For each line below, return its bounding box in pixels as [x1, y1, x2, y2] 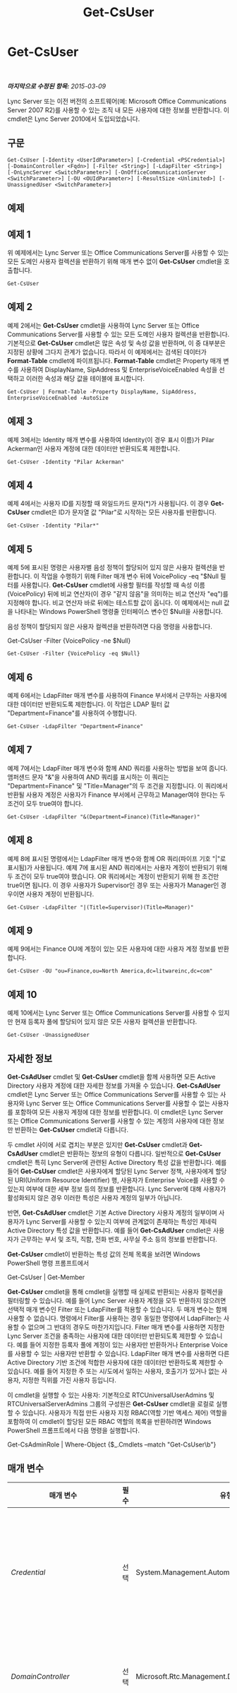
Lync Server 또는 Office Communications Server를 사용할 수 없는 [25, 1099, 210, 1107]
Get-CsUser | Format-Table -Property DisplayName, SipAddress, [7, 388, 197, 396]
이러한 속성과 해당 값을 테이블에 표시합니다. [25, 374, 145, 382]
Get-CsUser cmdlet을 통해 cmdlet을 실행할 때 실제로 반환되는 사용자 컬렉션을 [7, 1288, 224, 1296]
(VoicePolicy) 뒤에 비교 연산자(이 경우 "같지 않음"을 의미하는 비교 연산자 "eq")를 [7, 590, 229, 598]
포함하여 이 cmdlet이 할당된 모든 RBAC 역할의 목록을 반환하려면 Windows [7, 1418, 212, 1426]
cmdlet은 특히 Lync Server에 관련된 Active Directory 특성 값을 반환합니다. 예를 [7, 1158, 227, 1167]
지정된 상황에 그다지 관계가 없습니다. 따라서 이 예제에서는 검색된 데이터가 [7, 347, 207, 356]
